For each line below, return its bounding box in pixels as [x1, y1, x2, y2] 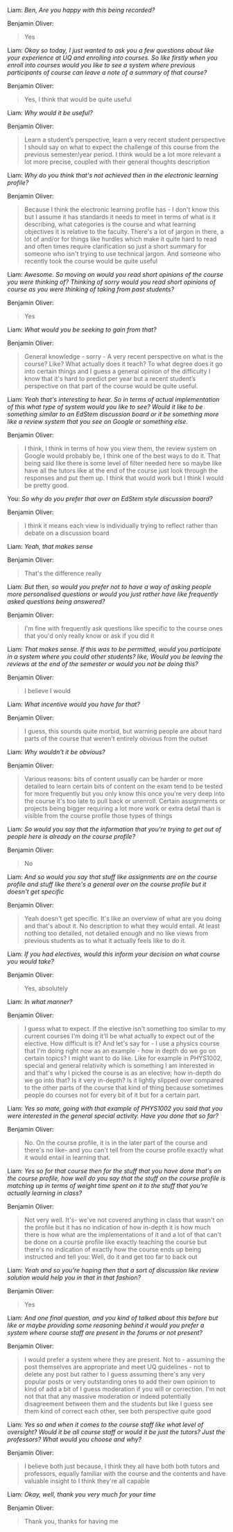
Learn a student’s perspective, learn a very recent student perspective [24, 135, 225, 144]
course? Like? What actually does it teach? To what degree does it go [24, 360, 223, 368]
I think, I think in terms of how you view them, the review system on [24, 444, 217, 452]
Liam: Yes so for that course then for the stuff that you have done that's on [7, 1167, 222, 1175]
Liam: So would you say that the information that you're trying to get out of [7, 825, 222, 833]
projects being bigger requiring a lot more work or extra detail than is [24, 804, 221, 812]
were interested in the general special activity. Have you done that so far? [7, 1112, 219, 1120]
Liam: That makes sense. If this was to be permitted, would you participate [7, 645, 221, 653]
